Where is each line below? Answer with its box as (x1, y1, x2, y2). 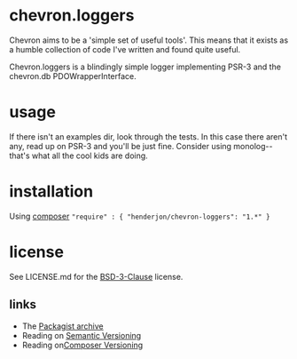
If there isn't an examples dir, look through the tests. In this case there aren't (9, 131, 288, 142)
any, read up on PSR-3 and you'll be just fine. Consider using (9, 140, 232, 151)
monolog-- (233, 140, 273, 151)
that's (9, 150, 30, 161)
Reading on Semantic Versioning (21, 330, 142, 340)
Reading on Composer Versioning (21, 339, 144, 350)
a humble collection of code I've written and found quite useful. (9, 44, 241, 54)
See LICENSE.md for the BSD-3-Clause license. (9, 271, 184, 282)
